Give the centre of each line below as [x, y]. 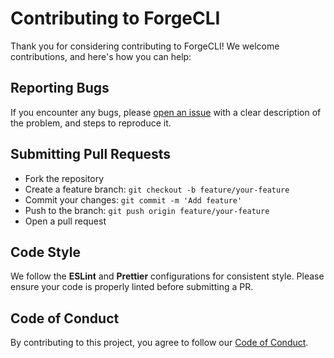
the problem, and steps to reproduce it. [91, 123]
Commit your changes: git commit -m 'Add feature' [133, 199]
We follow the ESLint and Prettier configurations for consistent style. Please [167, 276]
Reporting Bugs [60, 88]
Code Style [45, 252]
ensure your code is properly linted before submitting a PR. [132, 287]
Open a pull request [65, 221]
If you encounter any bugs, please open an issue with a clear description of [166, 112]
